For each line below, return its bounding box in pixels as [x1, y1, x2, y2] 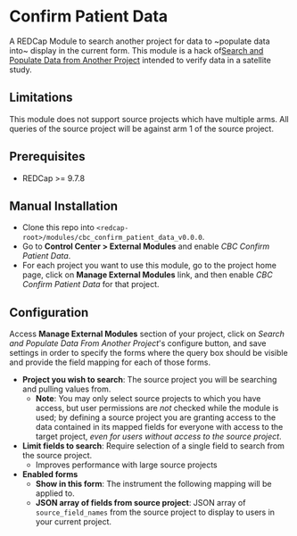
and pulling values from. [21, 383, 111, 394]
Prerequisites [9, 149, 86, 164]
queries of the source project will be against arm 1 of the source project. [9, 123, 275, 134]
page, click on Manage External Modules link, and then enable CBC [21, 269, 274, 280]
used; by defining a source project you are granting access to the [35, 412, 276, 423]
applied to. [35, 488, 75, 499]
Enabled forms [21, 469, 78, 480]
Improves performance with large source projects [35, 459, 219, 470]
